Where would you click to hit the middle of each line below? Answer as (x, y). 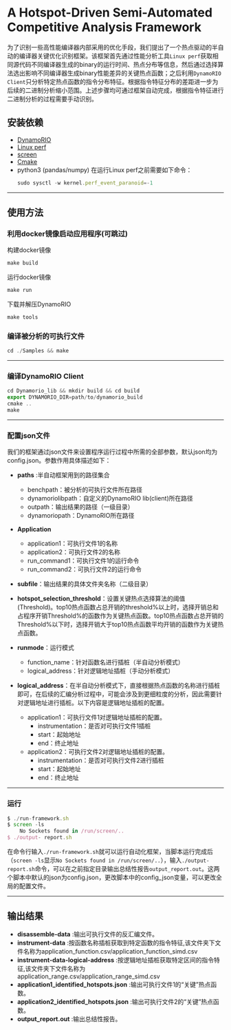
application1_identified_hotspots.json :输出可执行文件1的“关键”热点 (114, 984)
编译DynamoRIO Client (45, 377)
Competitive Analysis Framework (104, 27)
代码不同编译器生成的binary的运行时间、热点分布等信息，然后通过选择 (118, 64)
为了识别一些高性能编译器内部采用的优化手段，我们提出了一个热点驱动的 (109, 47)
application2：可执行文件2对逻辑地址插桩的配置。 (98, 752)
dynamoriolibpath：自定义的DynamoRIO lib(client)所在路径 (110, 498)
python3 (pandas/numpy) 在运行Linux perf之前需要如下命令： (104, 169)
